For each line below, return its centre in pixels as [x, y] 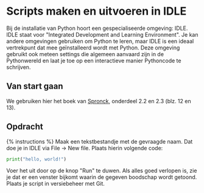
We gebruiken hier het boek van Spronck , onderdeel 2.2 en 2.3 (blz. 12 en [99, 101]
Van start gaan [35, 86]
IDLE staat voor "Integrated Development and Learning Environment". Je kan [102, 34]
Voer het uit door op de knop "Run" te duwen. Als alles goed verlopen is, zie [102, 171]
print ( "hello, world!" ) [37, 159]
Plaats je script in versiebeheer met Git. [56, 184]
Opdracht [25, 127]
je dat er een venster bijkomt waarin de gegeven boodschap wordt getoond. [102, 177]
